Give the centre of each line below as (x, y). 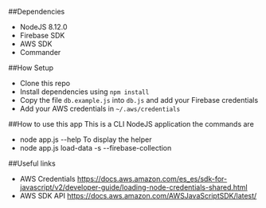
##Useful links (32, 163)
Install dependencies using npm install (84, 92)
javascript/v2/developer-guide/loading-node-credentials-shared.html (134, 187)
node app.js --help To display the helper (86, 139)
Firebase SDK (42, 35)
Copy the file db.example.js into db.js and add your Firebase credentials (139, 100)
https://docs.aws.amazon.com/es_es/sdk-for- (152, 179)
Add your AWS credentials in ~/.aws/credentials (100, 108)
